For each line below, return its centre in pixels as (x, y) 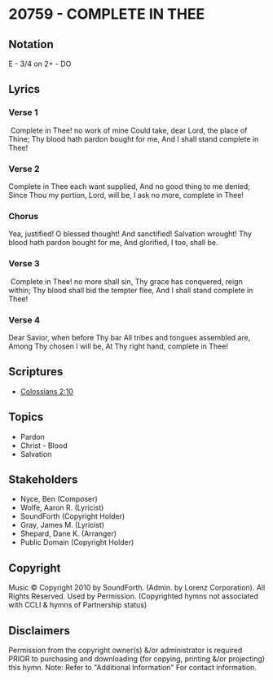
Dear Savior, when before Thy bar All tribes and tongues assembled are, (130, 337)
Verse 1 (23, 112)
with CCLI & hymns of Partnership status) (78, 605)
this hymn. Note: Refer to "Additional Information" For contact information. (132, 667)
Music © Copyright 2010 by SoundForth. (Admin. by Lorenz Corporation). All (137, 588)
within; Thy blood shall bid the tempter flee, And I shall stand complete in (131, 290)
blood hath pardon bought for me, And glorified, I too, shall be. (113, 243)
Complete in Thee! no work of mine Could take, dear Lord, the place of (129, 130)
